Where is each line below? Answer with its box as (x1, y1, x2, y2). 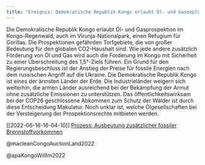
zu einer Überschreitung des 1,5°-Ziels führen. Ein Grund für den (6, 58, 169, 65)
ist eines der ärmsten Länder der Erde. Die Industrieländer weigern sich (6, 77, 186, 85)
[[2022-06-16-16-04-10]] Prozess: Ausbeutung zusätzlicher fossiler (6, 121, 177, 128)
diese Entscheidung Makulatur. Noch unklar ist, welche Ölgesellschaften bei (6, 103, 197, 110)
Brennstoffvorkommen (6, 128, 63, 135)
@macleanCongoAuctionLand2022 (6, 139, 95, 147)
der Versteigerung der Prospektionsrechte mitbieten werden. (6, 110, 159, 117)
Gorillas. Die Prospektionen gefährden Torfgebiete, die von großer (6, 38, 173, 46)
